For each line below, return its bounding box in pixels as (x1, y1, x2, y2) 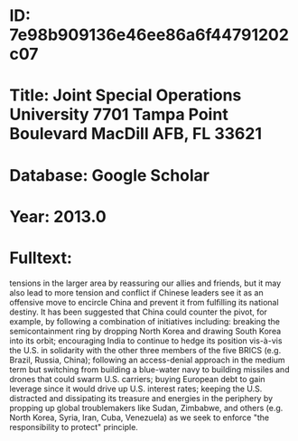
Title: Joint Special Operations (9, 85, 242, 106)
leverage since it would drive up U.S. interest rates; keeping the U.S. (9, 383, 263, 394)
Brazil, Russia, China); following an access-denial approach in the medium (9, 354, 286, 365)
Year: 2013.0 (9, 206, 107, 227)
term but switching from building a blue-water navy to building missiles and (9, 363, 290, 375)
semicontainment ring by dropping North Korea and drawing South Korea (9, 325, 282, 336)
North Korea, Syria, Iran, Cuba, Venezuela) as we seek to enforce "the (9, 412, 269, 423)
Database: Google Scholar (9, 164, 210, 185)
